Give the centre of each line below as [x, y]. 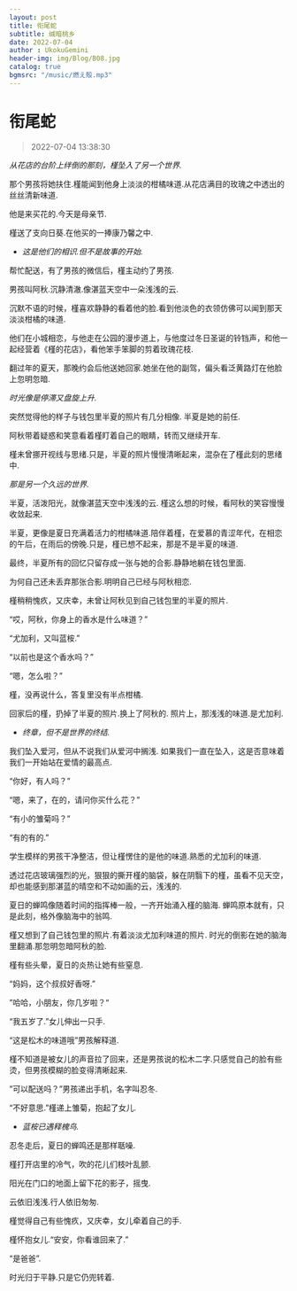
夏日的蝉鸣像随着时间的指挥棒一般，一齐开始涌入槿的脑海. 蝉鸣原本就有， [143, 905]
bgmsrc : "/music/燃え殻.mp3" [61, 75]
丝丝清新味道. [34, 195]
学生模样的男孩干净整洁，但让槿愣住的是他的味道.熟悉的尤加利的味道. [136, 856]
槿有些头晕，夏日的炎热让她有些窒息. [76, 964]
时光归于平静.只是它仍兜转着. [62, 1277]
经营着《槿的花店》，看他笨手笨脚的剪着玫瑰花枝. [105, 349]
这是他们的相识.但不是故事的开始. [82, 251]
